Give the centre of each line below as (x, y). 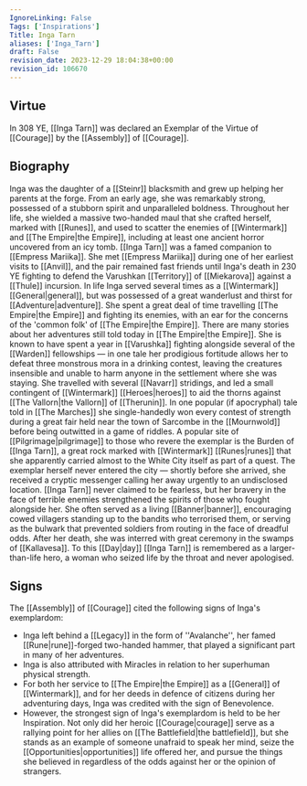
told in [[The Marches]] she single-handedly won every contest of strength (150, 411)
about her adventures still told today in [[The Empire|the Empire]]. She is (145, 334)
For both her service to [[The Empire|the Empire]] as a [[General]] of (151, 684)
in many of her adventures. (74, 655)
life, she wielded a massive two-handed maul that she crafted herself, (141, 218)
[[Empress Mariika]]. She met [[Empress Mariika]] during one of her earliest (152, 256)
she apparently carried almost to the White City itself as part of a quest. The (153, 460)
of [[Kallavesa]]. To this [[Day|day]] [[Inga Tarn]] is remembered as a (138, 547)
